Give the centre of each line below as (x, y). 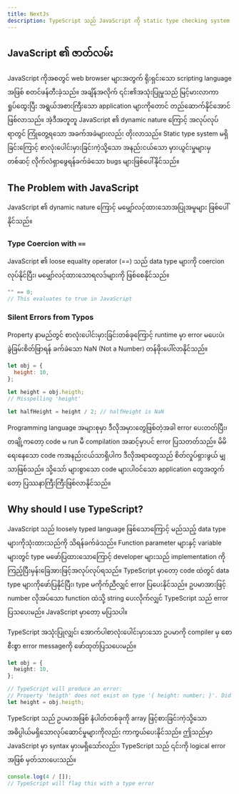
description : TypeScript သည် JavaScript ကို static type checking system (119, 21)
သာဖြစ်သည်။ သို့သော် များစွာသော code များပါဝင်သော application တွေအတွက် (116, 469)
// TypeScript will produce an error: (65, 689)
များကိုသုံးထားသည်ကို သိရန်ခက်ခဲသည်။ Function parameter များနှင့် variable (115, 543)
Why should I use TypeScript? (76, 509)
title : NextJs (29, 14)
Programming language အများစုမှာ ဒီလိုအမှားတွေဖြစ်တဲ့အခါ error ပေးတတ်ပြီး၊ (117, 427)
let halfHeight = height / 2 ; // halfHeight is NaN (86, 411)
